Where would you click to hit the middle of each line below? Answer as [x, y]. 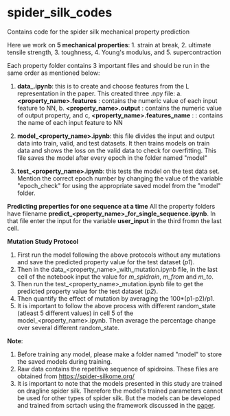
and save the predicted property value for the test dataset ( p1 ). [106, 262]
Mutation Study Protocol [43, 241]
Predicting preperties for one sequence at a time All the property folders [111, 206]
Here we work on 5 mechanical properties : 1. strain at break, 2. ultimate [109, 45]
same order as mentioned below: [54, 73]
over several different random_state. [68, 327]
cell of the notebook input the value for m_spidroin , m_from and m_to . [115, 277]
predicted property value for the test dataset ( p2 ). [88, 291]
